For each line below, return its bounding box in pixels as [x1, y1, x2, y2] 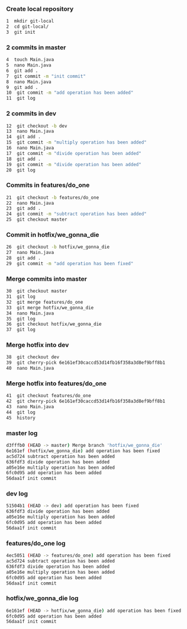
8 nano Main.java [6, 79, 51, 85]
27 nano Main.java [6, 250, 54, 256]
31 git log [6, 294, 36, 300]
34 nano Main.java [6, 310, 54, 316]
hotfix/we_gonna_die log [6, 594, 79, 602]
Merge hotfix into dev [6, 341, 69, 349]
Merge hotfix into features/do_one [6, 379, 107, 387]
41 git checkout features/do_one [6, 393, 92, 399]
